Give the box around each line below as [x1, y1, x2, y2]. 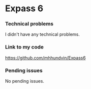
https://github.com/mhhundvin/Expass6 [5, 55, 86, 61]
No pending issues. [5, 78, 44, 84]
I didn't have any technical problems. [5, 31, 80, 37]
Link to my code [5, 44, 44, 50]
